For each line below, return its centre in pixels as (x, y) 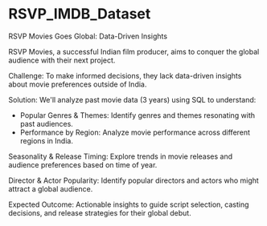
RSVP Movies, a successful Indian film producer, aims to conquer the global (134, 51)
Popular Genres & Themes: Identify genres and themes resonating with (138, 115)
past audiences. (47, 123)
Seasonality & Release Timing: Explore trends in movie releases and (121, 156)
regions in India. (47, 140)
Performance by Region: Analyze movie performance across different (135, 132)
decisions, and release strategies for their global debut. (100, 212)
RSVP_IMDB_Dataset (80, 14)
